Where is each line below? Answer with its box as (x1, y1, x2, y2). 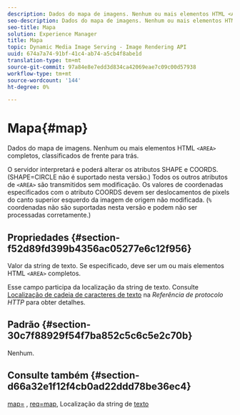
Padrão (7, 319, 41, 331)
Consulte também (7, 369, 89, 381)
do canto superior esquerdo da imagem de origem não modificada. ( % (7, 195, 212, 204)
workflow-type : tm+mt (7, 70, 72, 77)
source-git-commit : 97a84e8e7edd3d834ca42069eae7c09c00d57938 (7, 63, 196, 71)
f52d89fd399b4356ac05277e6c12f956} (7, 242, 192, 255)
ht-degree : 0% (7, 83, 50, 91)
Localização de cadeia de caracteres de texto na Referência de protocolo (7, 290, 224, 299)
